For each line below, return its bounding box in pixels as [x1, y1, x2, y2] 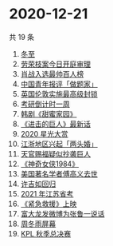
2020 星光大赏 [20, 129, 68, 138]
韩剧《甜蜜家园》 [20, 109, 77, 118]
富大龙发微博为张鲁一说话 [20, 208, 105, 218]
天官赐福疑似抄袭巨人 [20, 149, 91, 158]
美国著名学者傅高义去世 [20, 169, 98, 178]
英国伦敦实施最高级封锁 [20, 89, 98, 98]
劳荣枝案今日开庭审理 [20, 59, 91, 69]
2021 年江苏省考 [20, 188, 74, 198]
